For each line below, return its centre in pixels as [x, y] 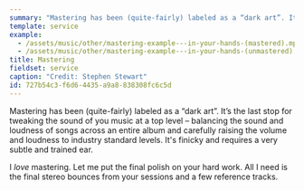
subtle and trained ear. [51, 149]
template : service [44, 26]
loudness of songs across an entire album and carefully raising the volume [148, 130]
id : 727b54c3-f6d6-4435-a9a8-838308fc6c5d [90, 85]
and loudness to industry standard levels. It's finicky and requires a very [144, 139]
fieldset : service [44, 69]
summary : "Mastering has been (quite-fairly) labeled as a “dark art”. [147, 18]
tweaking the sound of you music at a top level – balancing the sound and [147, 120]
